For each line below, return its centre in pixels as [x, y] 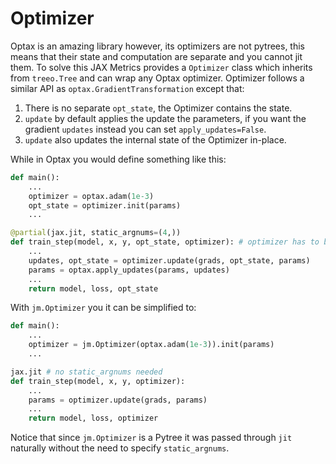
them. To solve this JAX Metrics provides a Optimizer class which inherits [161, 67]
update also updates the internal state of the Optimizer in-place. [155, 139]
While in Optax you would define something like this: [118, 159]
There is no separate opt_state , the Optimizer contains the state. [158, 108]
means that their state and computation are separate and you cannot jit [156, 56]
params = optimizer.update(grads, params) [118, 400]
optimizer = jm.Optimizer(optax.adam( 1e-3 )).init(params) [151, 345]
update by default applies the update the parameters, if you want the [165, 118]
